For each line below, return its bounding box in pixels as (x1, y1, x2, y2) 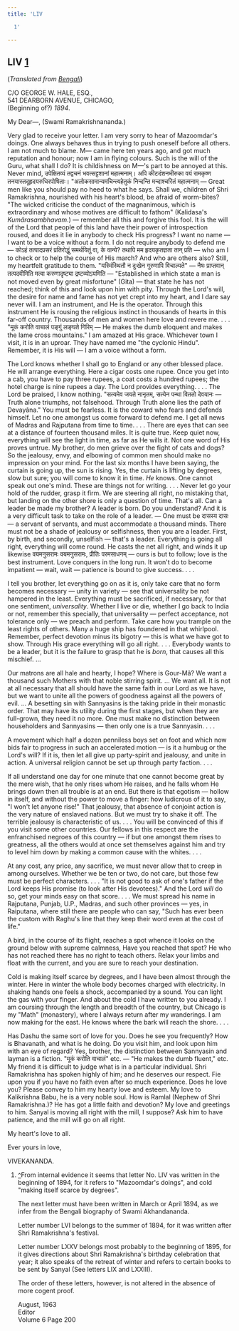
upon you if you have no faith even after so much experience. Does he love (7, 1077, 228, 1087)
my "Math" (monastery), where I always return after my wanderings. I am (7, 1010, 221, 1019)
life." (7, 922, 21, 931)
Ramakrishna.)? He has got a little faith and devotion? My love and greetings (7, 1100, 230, 1109)
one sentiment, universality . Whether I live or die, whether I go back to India (7, 602, 230, 611)
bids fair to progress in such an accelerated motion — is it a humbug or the (7, 743, 227, 752)
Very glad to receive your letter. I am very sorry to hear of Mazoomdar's (7, 131, 218, 140)
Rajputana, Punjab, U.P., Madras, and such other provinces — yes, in (7, 899, 208, 908)
